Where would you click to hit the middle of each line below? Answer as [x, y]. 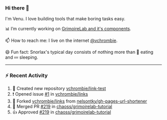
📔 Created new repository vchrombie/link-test [59, 88]
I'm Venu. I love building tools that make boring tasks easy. [65, 19]
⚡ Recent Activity [27, 76]
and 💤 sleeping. [22, 57]
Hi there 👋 [17, 8]
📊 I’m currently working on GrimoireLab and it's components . [68, 29]
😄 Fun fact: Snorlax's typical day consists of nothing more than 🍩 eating [79, 52]
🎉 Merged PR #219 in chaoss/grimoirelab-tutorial [62, 106]
